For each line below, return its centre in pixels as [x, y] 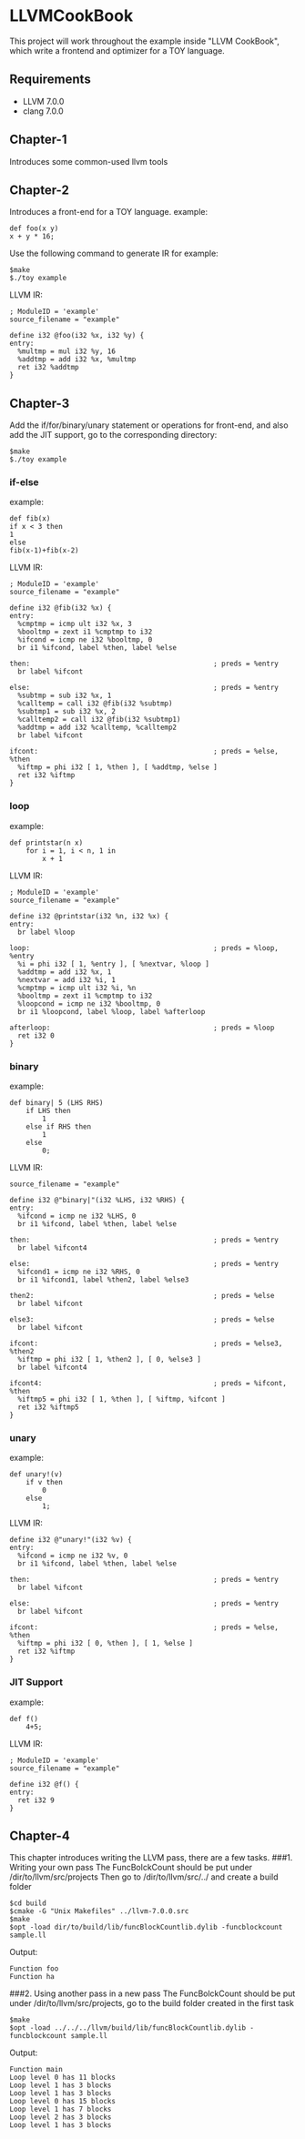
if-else [24, 482]
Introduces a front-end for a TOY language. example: [108, 212]
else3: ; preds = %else [142, 1320]
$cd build [28, 1903]
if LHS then [48, 1111]
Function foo [34, 1969]
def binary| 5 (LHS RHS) [56, 1103]
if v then [45, 1483]
